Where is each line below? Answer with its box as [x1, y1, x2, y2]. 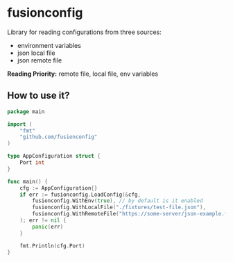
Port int [19, 159, 45, 166]
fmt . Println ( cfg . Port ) [19, 242, 85, 249]
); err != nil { [19, 217, 67, 224]
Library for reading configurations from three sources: [7, 28, 162, 36]
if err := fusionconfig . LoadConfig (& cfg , [19, 191, 141, 198]
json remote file [17, 56, 62, 64]
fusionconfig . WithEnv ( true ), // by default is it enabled [32, 197, 203, 204]
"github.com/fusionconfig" [19, 133, 98, 140]
